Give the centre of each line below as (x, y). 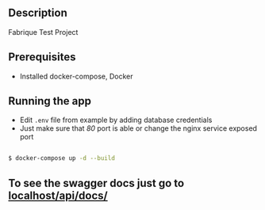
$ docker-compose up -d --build (61, 158)
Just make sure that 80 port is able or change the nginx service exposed (138, 128)
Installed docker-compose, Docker (76, 76)
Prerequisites (42, 57)
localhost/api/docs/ (58, 195)
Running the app (50, 101)
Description (38, 13)
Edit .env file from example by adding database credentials (116, 120)
